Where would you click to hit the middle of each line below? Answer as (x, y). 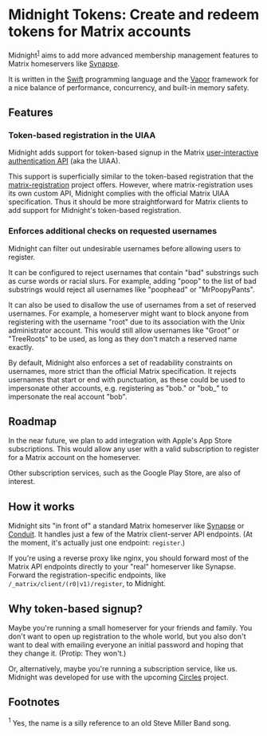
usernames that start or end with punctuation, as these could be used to (127, 380)
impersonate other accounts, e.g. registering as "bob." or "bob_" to (118, 388)
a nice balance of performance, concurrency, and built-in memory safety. (129, 87)
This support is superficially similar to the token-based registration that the (131, 176)
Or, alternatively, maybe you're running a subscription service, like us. (123, 669)
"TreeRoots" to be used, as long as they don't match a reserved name (123, 338)
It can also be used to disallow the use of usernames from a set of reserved (132, 305)
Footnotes (34, 702)
